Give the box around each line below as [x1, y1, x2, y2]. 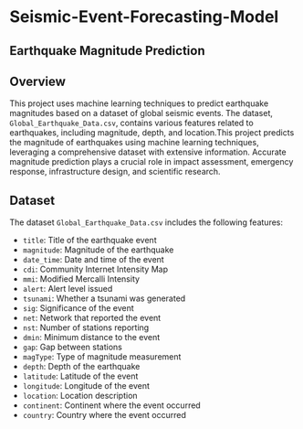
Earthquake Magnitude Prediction [9, 43, 205, 59]
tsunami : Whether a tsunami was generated [22, 293, 186, 304]
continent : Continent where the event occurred [22, 400, 201, 411]
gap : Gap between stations [22, 341, 123, 353]
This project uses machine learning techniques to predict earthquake [9, 98, 269, 109]
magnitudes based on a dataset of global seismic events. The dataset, [9, 108, 274, 119]
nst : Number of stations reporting [22, 322, 150, 333]
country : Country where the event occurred [22, 410, 187, 421]
